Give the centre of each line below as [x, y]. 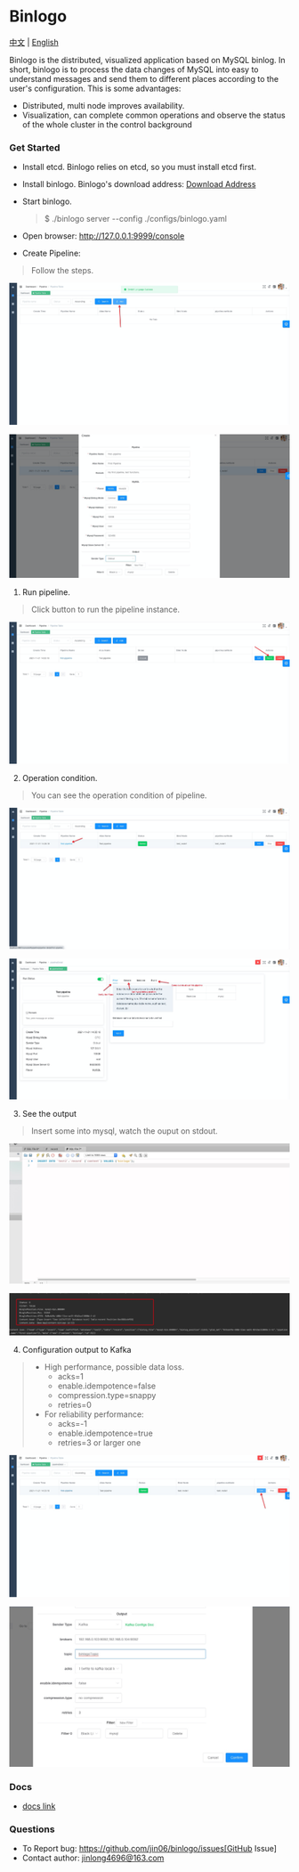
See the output [49, 1113]
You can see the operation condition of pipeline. [119, 795]
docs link [39, 1806]
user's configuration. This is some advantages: [95, 88]
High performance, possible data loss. [114, 1367]
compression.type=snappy [107, 1395]
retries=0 [74, 1404]
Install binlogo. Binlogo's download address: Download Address [139, 184]
